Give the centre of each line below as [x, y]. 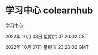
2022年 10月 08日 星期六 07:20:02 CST [46, 36]
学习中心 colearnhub [49, 10]
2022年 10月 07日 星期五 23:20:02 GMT [47, 47]
